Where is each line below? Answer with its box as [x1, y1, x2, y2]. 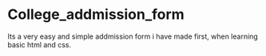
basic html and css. [7, 39, 72, 49]
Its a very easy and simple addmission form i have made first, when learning [7, 32, 259, 41]
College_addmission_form [7, 6, 185, 24]
